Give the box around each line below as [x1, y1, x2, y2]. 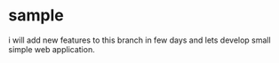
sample [8, 5, 64, 26]
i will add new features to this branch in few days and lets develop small [8, 35, 272, 45]
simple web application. [8, 43, 95, 54]
